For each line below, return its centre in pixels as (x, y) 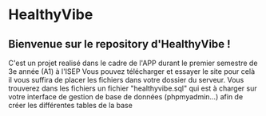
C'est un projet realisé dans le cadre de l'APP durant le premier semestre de (133, 63)
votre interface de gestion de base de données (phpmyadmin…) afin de (126, 97)
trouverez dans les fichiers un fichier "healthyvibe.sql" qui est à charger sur (133, 88)
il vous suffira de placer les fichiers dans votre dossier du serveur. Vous (126, 80)
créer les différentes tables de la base (71, 105)
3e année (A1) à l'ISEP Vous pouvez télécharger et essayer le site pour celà (132, 72)
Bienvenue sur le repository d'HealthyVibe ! (119, 44)
